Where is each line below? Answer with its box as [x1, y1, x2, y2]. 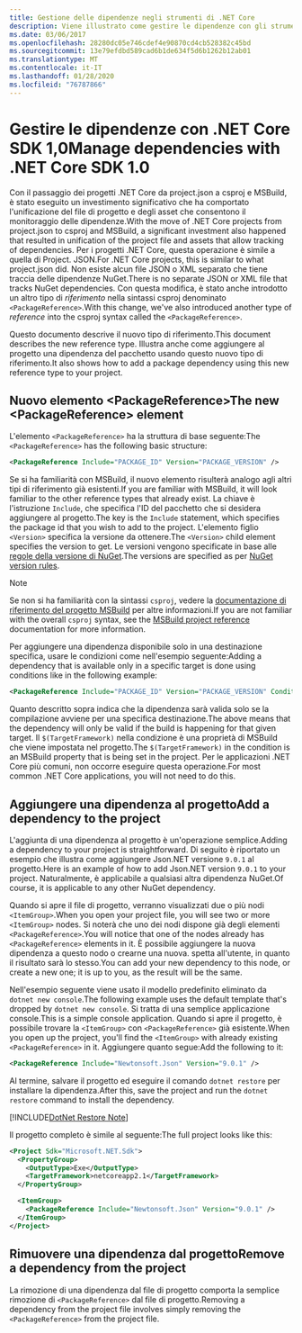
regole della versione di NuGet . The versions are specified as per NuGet [9, 551, 274, 562]
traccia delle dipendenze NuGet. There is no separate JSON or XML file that [9, 273, 288, 284]
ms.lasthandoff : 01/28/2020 [9, 72, 115, 81]
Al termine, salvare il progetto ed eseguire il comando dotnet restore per [9, 1075, 280, 1085]
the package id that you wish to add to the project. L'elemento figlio [9, 522, 259, 533]
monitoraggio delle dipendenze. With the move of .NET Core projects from [9, 215, 282, 226]
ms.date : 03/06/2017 [9, 30, 87, 39]
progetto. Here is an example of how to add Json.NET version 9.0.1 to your [9, 863, 286, 874]
